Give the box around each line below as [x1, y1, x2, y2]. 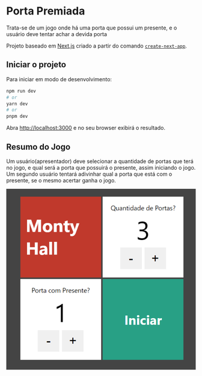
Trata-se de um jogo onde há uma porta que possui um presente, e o [6, 24, 177, 31]
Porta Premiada [6, 4, 85, 18]
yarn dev [6, 100, 28, 106]
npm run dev [6, 88, 36, 94]
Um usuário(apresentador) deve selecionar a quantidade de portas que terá [6, 158, 194, 165]
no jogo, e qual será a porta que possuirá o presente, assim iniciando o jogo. [6, 164, 196, 171]
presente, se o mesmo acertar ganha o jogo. [6, 176, 116, 184]
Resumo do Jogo [6, 141, 71, 152]
